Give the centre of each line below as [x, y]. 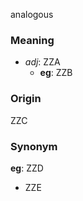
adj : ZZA [42, 62]
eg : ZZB [56, 73]
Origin [26, 99]
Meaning [32, 40]
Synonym [34, 146]
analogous [32, 14]
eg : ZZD [27, 168]
